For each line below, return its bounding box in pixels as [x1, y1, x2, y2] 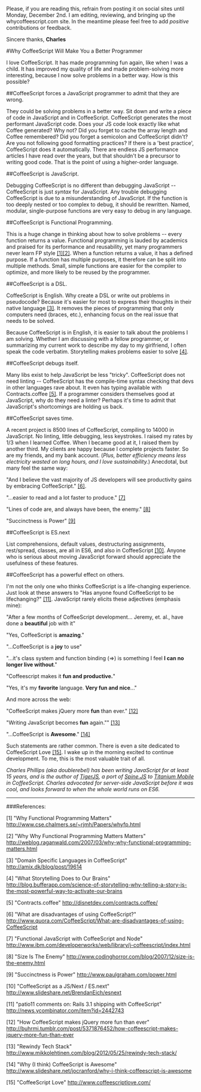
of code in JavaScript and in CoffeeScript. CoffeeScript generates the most [6, 114, 191, 121]
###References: [6, 803, 46, 810]
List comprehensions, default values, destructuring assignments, [6, 540, 166, 547]
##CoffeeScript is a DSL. [6, 280, 68, 287]
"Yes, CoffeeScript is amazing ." [6, 631, 85, 639]
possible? [6, 78, 30, 85]
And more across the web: [6, 696, 72, 703]
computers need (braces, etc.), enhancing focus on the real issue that [6, 311, 178, 318]
